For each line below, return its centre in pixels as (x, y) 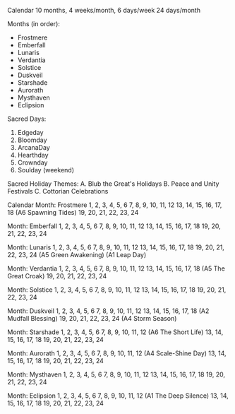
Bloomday (32, 140)
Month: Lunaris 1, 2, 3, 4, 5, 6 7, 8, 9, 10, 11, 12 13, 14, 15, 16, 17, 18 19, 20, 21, (116, 247)
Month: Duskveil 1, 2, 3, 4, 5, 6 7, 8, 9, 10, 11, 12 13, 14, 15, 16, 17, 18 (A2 (108, 311)
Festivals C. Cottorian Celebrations (58, 191)
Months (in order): (34, 24)
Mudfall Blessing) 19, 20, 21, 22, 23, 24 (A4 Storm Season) (92, 318)
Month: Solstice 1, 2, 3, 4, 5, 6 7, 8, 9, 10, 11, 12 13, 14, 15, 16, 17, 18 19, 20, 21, (117, 290)
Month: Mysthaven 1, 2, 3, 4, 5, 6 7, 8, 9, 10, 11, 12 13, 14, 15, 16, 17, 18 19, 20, (116, 374)
